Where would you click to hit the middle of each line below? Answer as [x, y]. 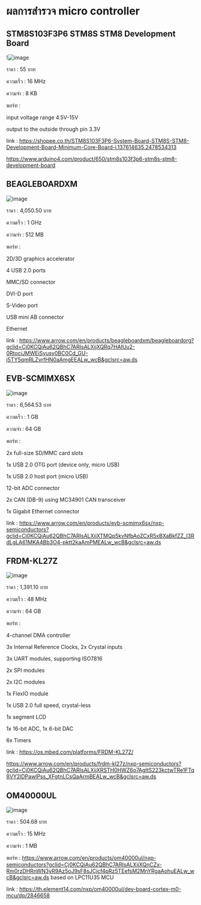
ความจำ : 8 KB [22, 93]
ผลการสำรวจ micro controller [73, 11]
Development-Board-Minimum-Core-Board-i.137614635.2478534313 [91, 147]
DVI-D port [19, 293]
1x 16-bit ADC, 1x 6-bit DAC [40, 729]
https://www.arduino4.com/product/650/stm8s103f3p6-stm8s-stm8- [92, 159]
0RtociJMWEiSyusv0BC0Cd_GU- [47, 353]
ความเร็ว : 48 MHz [27, 599]
